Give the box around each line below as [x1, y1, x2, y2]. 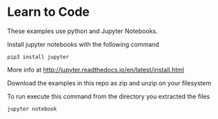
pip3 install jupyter [7, 53, 70, 61]
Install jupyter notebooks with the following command [7, 40, 160, 48]
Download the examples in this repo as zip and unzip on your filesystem [7, 78, 212, 87]
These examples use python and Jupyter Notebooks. [7, 27, 158, 35]
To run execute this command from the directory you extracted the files [7, 92, 210, 100]
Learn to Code [7, 4, 90, 20]
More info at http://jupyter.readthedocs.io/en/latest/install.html [7, 65, 184, 74]
